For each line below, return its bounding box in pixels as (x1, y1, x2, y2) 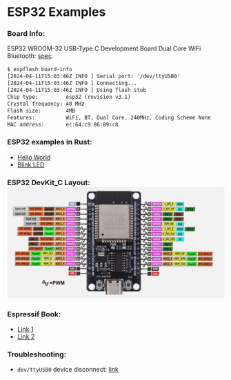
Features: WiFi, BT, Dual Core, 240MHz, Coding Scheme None (7, 115, 212, 122)
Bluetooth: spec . (7, 52, 54, 60)
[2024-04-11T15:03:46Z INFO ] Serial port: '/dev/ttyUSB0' (7, 73, 181, 80)
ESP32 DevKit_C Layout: (7, 178, 91, 187)
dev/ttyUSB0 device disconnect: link (17, 365, 119, 374)
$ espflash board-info (7, 66, 72, 73)
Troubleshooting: (7, 350, 67, 359)
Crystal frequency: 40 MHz (7, 101, 85, 108)
